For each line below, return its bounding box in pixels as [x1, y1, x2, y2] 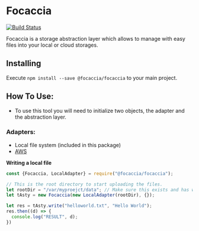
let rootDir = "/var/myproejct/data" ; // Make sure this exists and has [6, 187, 190, 193]
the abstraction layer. [14, 113, 67, 121]
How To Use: [6, 92, 54, 102]
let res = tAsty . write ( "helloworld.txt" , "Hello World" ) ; [6, 203, 152, 209]
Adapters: [6, 128, 36, 136]
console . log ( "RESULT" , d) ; [11, 214, 78, 220]
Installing [6, 58, 41, 69]
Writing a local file [6, 159, 52, 166]
